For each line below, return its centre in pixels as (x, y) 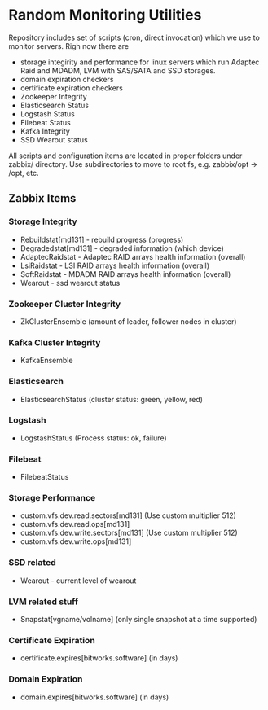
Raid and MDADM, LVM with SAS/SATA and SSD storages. (118, 70)
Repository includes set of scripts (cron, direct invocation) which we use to (134, 37)
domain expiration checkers (67, 79)
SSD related (32, 563)
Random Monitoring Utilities (105, 15)
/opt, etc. (24, 173)
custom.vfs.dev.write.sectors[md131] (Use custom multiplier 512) (129, 533)
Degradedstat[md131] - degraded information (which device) (122, 248)
